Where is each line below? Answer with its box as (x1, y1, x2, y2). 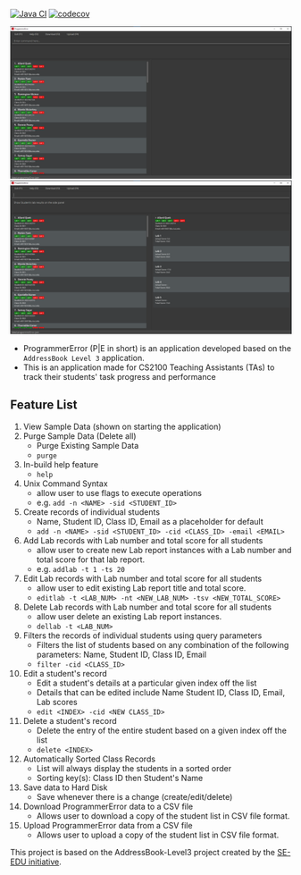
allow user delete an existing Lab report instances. (36, 610, 222, 621)
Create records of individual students (22, 506, 160, 517)
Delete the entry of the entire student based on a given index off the (36, 725, 287, 736)
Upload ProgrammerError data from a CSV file (22, 820, 193, 830)
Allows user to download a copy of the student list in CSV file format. (36, 810, 290, 821)
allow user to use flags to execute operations (36, 487, 202, 498)
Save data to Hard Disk (22, 782, 108, 793)
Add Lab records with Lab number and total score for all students (22, 534, 263, 545)
